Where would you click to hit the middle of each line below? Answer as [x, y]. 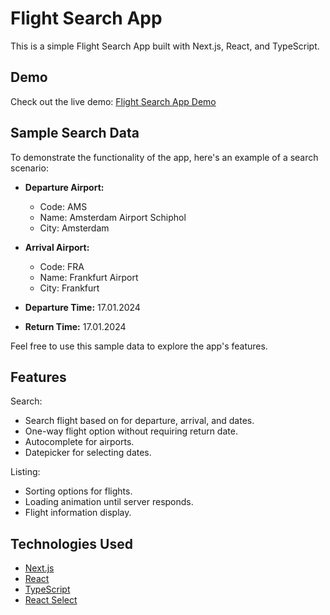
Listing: [25, 472]
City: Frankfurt [69, 288]
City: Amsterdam [74, 228]
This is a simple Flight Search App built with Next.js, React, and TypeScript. [165, 46]
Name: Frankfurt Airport [89, 277]
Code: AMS [63, 206]
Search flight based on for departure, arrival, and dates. [139, 421]
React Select [51, 600]
